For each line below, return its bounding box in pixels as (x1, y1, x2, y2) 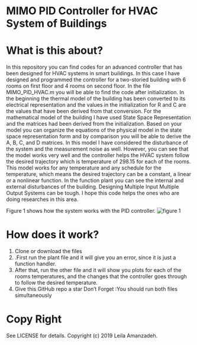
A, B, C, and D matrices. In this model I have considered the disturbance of (6, 139, 188, 146)
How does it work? (6, 228, 99, 241)
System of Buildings (6, 17, 107, 30)
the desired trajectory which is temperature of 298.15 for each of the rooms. (6, 158, 191, 165)
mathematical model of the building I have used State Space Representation (6, 114, 191, 121)
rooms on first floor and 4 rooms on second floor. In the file (6, 82, 151, 90)
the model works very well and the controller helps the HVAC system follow (6, 152, 190, 159)
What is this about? (6, 44, 104, 57)
